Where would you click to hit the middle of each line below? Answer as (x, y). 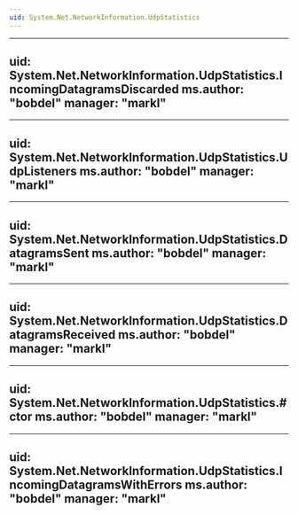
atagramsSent (49, 253)
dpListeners (43, 171)
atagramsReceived (63, 335)
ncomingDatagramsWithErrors (96, 485)
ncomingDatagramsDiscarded (94, 90)
